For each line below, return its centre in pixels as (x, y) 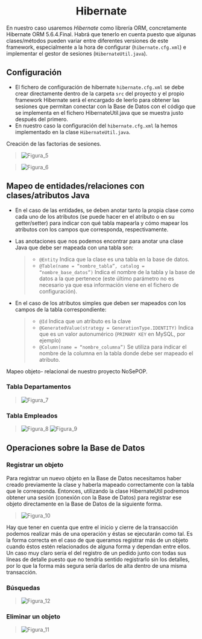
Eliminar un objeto (33, 617)
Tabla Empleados (32, 416)
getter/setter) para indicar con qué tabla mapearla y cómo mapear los (102, 223)
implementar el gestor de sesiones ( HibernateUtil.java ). (77, 53)
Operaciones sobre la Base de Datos (76, 448)
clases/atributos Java (48, 195)
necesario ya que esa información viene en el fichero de (109, 284)
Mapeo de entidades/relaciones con (75, 186)
